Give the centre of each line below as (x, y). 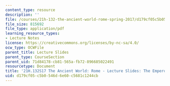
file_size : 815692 (25, 24)
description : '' (22, 15)
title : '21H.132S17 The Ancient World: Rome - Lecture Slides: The (78, 71)
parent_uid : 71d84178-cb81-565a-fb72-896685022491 (60, 62)
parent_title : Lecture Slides (37, 52)
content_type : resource (30, 10)
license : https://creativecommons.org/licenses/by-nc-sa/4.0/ (72, 43)
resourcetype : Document (30, 66)
